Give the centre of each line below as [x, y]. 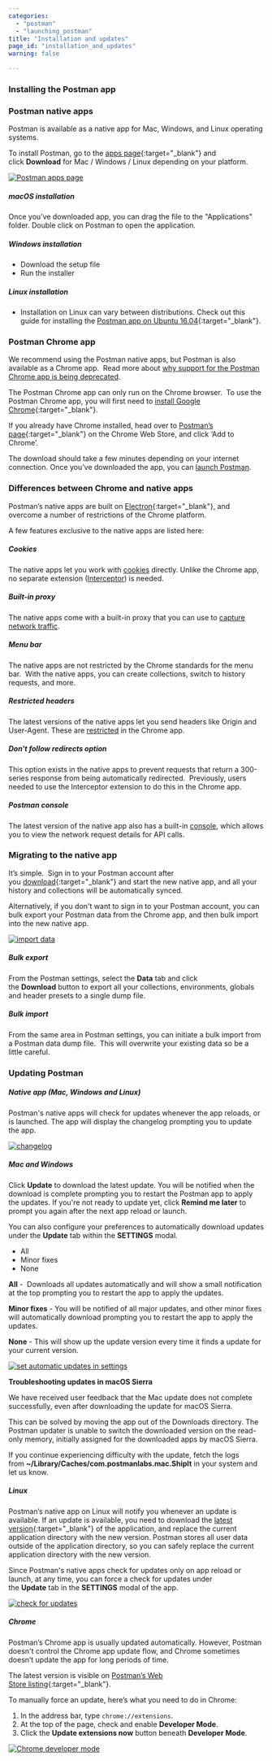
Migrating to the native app [63, 855]
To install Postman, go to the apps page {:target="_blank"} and [112, 153]
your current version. [43, 1350]
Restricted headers [41, 701]
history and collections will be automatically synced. [96, 890]
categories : [28, 16]
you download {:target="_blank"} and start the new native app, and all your [133, 881]
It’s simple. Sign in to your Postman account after [91, 873]
